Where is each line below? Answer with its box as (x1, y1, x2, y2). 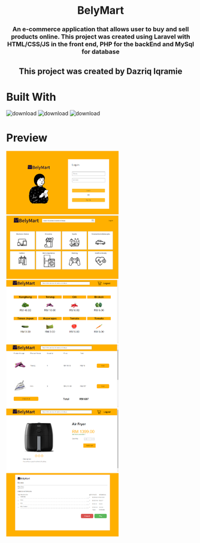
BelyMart (77, 4, 125, 17)
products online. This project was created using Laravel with (11, 32, 190, 41)
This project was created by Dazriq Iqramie (19, 66, 183, 76)
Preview (6, 131, 48, 145)
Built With (6, 90, 56, 104)
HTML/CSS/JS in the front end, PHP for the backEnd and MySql (7, 40, 195, 49)
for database (81, 47, 120, 56)
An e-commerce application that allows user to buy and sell (12, 25, 189, 34)
